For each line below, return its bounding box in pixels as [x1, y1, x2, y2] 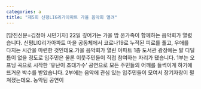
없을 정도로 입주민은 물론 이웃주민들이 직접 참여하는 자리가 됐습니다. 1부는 [17, 54, 189, 61]
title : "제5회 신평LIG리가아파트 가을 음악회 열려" [6, 14, 118, 20]
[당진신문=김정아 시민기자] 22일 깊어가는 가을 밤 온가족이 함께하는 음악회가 [6, 31, 181, 39]
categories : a [6, 8, 42, 15]
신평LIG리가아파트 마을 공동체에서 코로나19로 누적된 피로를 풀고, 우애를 [23, 39, 190, 46]
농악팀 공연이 [33, 76, 64, 84]
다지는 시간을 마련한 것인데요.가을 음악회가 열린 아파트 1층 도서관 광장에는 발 [6, 46, 184, 54]
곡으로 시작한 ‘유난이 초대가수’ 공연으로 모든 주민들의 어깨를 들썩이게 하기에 [17, 61, 193, 69]
